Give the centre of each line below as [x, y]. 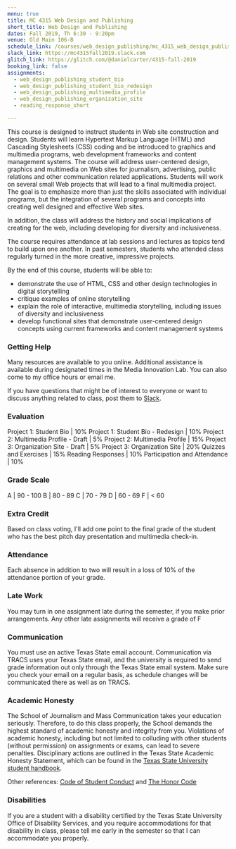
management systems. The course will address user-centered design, [109, 161]
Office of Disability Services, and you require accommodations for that [109, 823]
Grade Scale [29, 480]
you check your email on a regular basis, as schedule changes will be [108, 674]
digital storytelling [43, 291]
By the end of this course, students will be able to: [80, 270]
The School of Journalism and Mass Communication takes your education [114, 716]
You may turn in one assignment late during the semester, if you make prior [116, 611]
